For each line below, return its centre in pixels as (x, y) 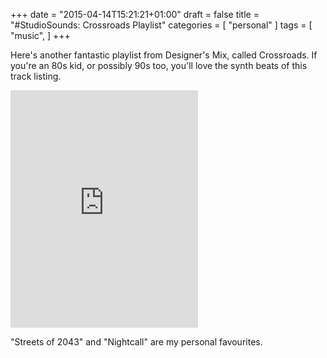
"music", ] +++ (40, 35)
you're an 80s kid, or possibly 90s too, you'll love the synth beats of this (159, 65)
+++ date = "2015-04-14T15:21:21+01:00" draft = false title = (135, 14)
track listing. (36, 76)
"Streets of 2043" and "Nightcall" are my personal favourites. (136, 342)
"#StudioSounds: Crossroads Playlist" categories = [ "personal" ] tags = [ (161, 25)
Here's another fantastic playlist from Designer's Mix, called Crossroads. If (164, 55)
